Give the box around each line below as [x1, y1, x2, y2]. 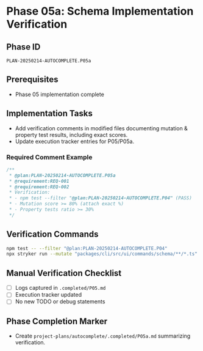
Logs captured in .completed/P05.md [15, 284, 106, 292]
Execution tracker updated [15, 291, 82, 298]
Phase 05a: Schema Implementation [6, 4, 194, 18]
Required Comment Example [6, 153, 93, 161]
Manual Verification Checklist [6, 268, 122, 278]
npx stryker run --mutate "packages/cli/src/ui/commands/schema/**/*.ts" [6, 251, 198, 257]
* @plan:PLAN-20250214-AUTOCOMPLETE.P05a [9, 172, 116, 179]
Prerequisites [6, 75, 59, 85]
